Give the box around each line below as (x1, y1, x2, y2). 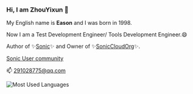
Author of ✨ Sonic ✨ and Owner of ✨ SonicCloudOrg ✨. (6, 42, 141, 50)
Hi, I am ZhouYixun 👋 (6, 5, 69, 14)
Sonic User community (6, 55, 64, 62)
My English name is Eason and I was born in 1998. (6, 19, 132, 27)
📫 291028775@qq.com (6, 67, 66, 75)
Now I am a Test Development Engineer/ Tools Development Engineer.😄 (6, 31, 188, 38)
